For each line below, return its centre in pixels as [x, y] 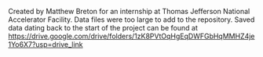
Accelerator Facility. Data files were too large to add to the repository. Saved [131, 20]
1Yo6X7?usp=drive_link [46, 45]
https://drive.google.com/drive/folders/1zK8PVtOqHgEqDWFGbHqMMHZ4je [131, 36]
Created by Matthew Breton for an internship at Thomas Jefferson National [129, 11]
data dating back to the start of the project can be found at [103, 28]
